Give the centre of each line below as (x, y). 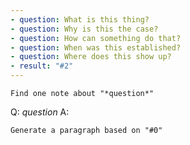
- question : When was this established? (96, 47)
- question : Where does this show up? (91, 57)
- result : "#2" (42, 66)
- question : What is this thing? (80, 19)
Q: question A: (40, 112)
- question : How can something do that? (96, 38)
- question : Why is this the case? (84, 29)
